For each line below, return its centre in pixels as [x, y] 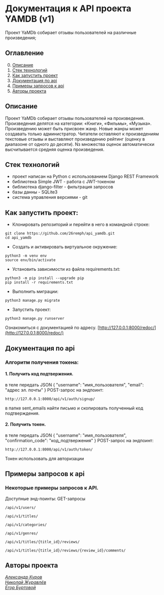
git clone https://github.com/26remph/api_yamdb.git [60, 234]
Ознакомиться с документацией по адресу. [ [52, 328]
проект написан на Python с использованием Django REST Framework [85, 176]
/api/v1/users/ [21, 507]
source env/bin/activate [30, 260]
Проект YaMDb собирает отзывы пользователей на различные [71, 32]
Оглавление [24, 53]
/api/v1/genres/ [22, 533]
